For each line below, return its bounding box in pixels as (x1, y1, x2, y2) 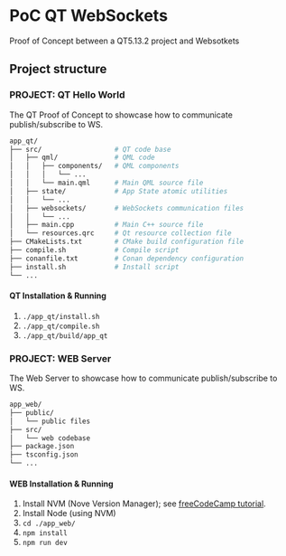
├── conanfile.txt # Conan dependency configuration (9, 254, 244, 263)
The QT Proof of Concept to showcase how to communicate (9, 109, 233, 120)
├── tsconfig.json (9, 450, 78, 459)
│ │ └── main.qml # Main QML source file (9, 178, 204, 187)
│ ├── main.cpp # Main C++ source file (9, 221, 204, 230)
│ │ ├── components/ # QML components (9, 162, 180, 171)
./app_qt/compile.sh (22, 322, 100, 331)
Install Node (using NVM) (22, 508, 116, 519)
